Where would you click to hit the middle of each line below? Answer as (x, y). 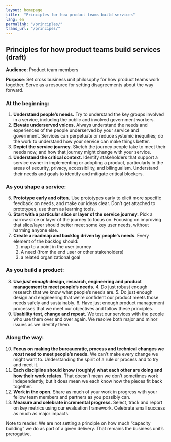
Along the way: (25, 337)
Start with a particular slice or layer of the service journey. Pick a (83, 214)
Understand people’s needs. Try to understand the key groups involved (89, 114)
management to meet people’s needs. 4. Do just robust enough (80, 287)
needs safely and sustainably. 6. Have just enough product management (89, 303)
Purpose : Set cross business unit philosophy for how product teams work (83, 79)
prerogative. (19, 434)
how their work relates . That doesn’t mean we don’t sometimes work (86, 376)
